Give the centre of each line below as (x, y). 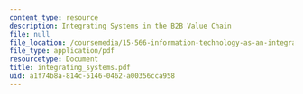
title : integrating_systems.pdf (70, 68)
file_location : (38, 43)
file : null (30, 34)
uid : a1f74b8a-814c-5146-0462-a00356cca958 (92, 76)
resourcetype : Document (54, 59)
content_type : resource (54, 17)
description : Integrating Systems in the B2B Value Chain (120, 26)
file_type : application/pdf (62, 51)
